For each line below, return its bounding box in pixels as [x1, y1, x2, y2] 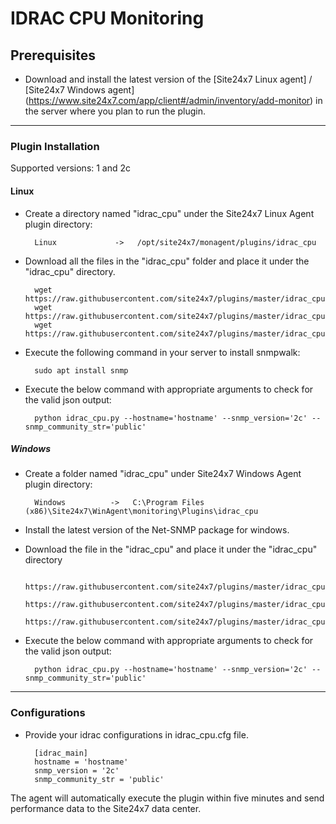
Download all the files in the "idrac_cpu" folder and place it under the [24, 255, 310, 267]
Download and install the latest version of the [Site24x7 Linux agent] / [24, 73, 313, 85]
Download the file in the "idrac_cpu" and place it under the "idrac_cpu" [24, 543, 318, 556]
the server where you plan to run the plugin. [24, 105, 207, 117]
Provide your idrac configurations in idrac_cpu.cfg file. [24, 728, 249, 741]
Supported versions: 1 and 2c [10, 162, 132, 174]
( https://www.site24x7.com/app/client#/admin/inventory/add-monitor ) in [24, 95, 323, 106]
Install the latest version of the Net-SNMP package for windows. [24, 524, 290, 536]
